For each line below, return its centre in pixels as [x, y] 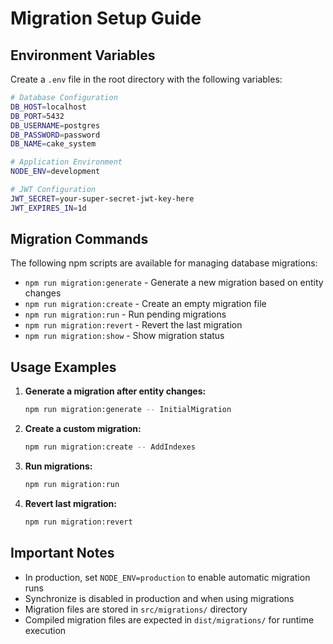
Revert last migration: [70, 503]
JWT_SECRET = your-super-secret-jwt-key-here [102, 198]
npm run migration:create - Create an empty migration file [145, 304]
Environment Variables [83, 55]
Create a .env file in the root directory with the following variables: [146, 79]
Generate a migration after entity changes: [115, 391]
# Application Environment [66, 162]
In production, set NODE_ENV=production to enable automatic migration [167, 577]
